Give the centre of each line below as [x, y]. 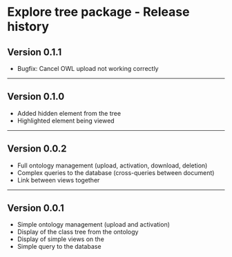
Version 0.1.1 [35, 52]
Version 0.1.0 [36, 97]
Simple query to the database [59, 247]
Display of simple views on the [61, 239]
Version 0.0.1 [36, 208]
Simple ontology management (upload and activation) [94, 225]
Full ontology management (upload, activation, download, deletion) [112, 165]
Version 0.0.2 [37, 149]
